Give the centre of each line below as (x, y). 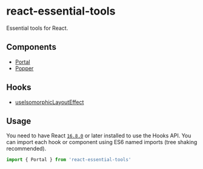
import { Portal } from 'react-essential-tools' (69, 160)
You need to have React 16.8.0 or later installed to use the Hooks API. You (99, 136)
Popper (24, 68)
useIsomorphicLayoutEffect (49, 102)
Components (31, 47)
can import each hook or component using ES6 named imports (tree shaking (102, 142)
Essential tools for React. (37, 28)
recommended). (26, 149)
